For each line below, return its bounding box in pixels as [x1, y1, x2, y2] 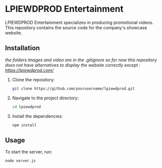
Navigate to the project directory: [12, 95, 79, 101]
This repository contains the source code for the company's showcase [5, 24, 147, 30]
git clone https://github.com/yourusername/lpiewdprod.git [12, 86, 135, 91]
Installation [5, 44, 40, 52]
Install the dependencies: [12, 113, 63, 119]
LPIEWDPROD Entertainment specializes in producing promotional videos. [5, 19, 154, 25]
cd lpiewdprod [12, 104, 41, 109]
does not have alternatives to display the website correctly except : [5, 62, 141, 68]
